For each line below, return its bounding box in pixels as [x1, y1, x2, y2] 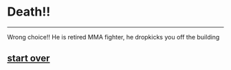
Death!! [7, 4, 51, 20]
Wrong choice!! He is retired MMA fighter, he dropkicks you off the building [7, 33, 220, 41]
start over [7, 52, 50, 65]
